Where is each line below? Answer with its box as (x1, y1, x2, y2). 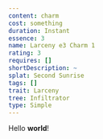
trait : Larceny (8, 86, 60, 95)
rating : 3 (8, 49, 42, 57)
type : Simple (8, 101, 52, 109)
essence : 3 (8, 34, 45, 43)
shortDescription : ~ (8, 64, 78, 72)
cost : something (8, 19, 63, 27)
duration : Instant (8, 27, 70, 35)
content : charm (8, 11, 60, 20)
